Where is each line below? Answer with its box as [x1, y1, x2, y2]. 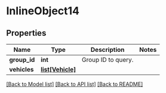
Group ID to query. [81, 55, 134, 64]
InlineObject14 [6, 4, 79, 18]
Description [90, 46, 125, 54]
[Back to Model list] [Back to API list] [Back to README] [6, 80, 143, 88]
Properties [6, 28, 47, 38]
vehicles [9, 66, 34, 73]
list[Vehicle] [41, 66, 76, 73]
